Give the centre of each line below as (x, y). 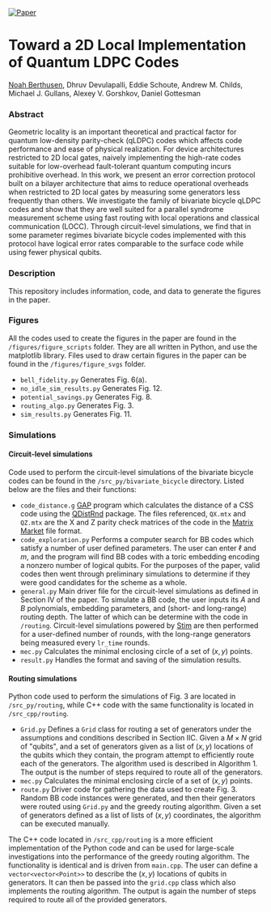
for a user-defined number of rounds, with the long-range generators (135, 634)
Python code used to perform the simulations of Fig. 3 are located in (122, 697)
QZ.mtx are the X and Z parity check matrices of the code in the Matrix (137, 522)
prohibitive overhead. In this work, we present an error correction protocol (132, 175)
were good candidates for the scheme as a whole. (104, 582)
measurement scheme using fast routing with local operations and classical (134, 218)
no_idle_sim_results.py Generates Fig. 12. (91, 388)
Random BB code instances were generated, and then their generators (138, 798)
